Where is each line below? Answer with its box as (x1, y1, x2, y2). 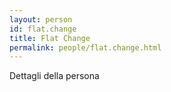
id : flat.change (9, 24, 77, 34)
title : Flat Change (9, 33, 91, 43)
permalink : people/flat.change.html (9, 42, 162, 53)
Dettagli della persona (9, 70, 100, 82)
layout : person (9, 14, 73, 25)
